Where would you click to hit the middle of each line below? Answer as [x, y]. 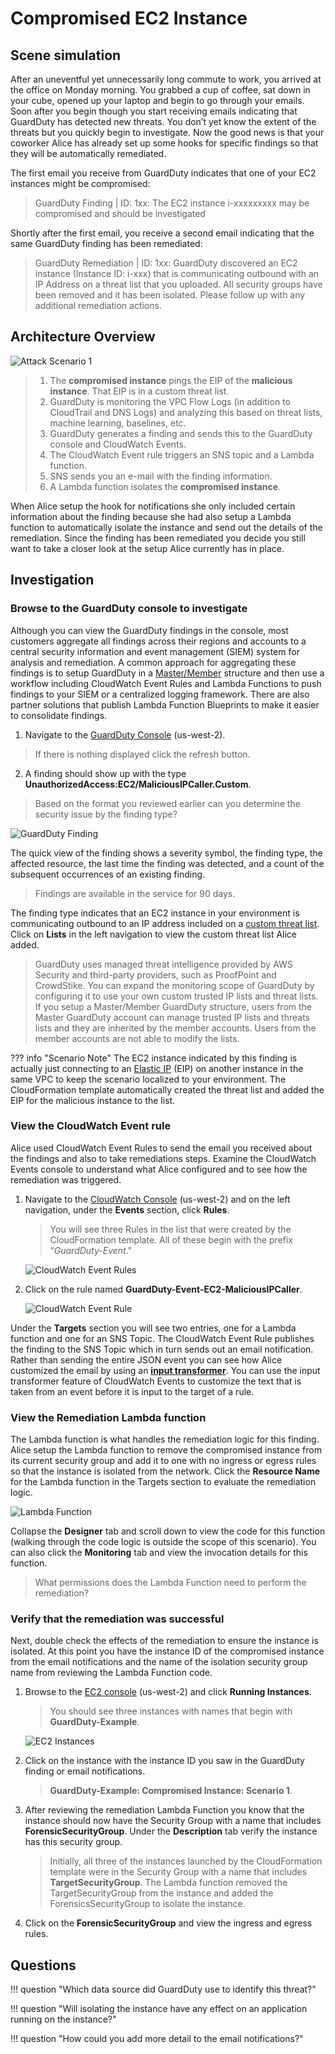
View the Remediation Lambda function [108, 1417]
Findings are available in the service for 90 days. [135, 893]
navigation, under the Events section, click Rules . [127, 1209]
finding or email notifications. [85, 1771]
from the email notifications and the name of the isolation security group [159, 1662]
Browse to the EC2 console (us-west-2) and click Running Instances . [168, 1692]
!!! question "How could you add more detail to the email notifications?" [157, 2039]
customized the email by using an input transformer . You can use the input [165, 1370]
